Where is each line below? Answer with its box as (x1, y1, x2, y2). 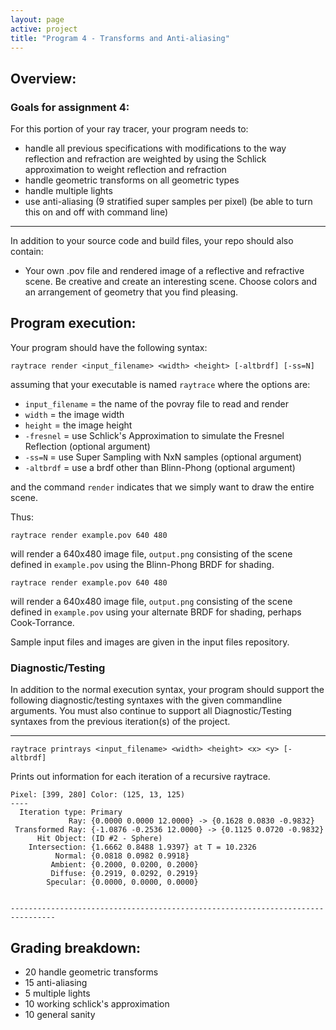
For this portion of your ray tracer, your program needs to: (10, 123, 249, 135)
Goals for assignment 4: (10, 100, 130, 114)
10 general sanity (24, 1008, 96, 1020)
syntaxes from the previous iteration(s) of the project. (10, 716, 231, 728)
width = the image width (24, 408, 125, 420)
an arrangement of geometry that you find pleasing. (24, 286, 239, 298)
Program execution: (10, 315, 137, 332)
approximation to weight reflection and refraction (24, 164, 227, 176)
